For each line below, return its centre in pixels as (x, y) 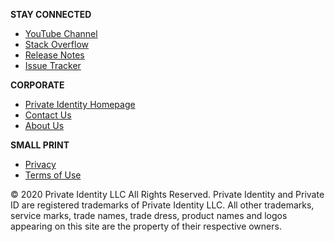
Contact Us (48, 115)
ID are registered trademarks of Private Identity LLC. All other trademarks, (162, 205)
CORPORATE (37, 85)
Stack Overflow (57, 44)
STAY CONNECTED (51, 14)
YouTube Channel (61, 33)
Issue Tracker (53, 65)
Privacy (40, 164)
